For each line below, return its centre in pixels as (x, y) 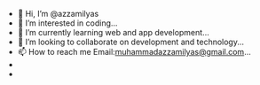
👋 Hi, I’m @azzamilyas (58, 14)
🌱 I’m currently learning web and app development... (114, 32)
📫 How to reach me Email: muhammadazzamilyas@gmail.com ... (134, 52)
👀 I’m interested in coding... (67, 23)
